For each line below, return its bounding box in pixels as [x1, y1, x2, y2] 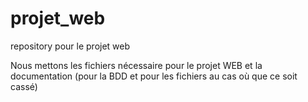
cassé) [10, 80, 38, 92]
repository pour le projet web [10, 40, 131, 52]
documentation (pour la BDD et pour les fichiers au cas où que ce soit [10, 70, 298, 82]
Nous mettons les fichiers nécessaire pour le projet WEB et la [10, 59, 263, 71]
